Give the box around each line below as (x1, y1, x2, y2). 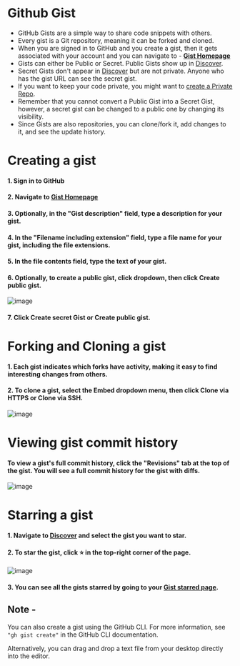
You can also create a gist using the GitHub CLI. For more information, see (7, 622, 226, 631)
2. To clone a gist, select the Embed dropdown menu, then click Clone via (7, 386, 229, 394)
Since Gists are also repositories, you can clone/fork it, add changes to (17, 119, 226, 128)
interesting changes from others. (7, 369, 108, 378)
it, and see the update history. (17, 127, 106, 136)
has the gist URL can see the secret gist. (17, 74, 137, 83)
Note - (7, 604, 36, 616)
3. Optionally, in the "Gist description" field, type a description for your (7, 209, 223, 217)
